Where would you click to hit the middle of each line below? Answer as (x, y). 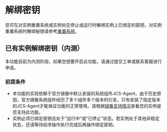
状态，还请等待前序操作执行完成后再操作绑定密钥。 (65, 125)
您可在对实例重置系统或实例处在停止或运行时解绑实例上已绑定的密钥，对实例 (83, 25)
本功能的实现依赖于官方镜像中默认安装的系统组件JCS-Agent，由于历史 (85, 94)
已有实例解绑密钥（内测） (44, 49)
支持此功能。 (30, 112)
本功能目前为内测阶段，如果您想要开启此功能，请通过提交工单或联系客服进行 (83, 61)
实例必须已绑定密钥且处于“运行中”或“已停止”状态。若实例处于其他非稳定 (86, 119)
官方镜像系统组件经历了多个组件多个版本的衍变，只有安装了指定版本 (91, 100)
